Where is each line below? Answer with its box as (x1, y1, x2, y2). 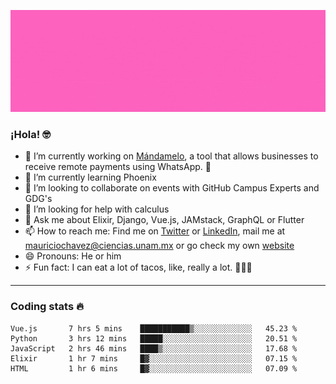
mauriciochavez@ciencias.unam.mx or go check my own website (24, 240, 295, 252)
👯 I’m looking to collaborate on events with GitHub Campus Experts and (24, 182, 320, 194)
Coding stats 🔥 (10, 300, 84, 314)
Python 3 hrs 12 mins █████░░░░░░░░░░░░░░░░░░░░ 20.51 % (10, 333, 298, 344)
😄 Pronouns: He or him (24, 250, 122, 262)
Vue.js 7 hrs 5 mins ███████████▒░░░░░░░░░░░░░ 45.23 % (10, 323, 298, 334)
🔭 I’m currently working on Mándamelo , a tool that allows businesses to (24, 150, 319, 162)
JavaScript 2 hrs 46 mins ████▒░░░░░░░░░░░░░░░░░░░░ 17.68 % (10, 343, 298, 354)
